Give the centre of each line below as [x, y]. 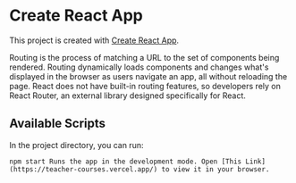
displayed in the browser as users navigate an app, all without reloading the [148, 76]
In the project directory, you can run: [76, 145]
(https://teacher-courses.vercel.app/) [84, 169]
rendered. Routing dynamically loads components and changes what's [139, 67]
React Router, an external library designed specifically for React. [127, 96]
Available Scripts [57, 124]
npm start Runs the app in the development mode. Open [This [126, 162]
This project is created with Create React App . [94, 40]
